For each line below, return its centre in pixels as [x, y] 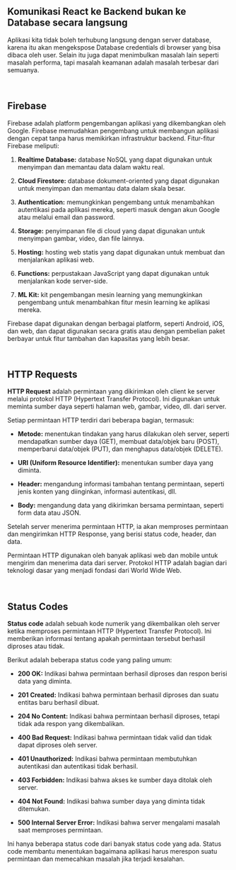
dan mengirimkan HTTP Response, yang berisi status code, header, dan [112, 534]
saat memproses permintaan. [60, 830]
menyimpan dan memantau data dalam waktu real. [91, 167]
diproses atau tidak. [36, 646]
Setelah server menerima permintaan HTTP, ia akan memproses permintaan [118, 527]
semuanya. [23, 69]
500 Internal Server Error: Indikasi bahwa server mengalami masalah [119, 822]
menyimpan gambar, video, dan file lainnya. [81, 238]
